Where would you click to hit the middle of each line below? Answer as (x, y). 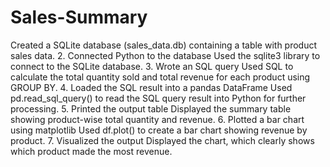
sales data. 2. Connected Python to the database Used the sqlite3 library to (165, 55)
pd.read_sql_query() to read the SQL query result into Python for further (158, 98)
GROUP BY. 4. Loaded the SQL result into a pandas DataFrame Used (151, 87)
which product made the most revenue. (91, 151)
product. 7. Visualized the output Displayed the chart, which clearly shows (162, 140)
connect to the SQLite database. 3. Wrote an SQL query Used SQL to (152, 66)
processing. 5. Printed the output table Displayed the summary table (151, 108)
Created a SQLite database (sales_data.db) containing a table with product (164, 45)
